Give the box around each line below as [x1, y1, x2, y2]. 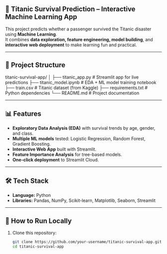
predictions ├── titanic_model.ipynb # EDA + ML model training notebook [5, 79, 157, 85]
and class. [12, 130, 34, 137]
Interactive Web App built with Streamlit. [12, 146, 97, 152]
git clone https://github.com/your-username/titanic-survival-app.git [12, 240, 162, 245]
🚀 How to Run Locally [5, 217, 72, 225]
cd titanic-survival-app [12, 244, 64, 249]
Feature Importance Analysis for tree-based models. [12, 152, 122, 158]
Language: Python [12, 192, 51, 198]
